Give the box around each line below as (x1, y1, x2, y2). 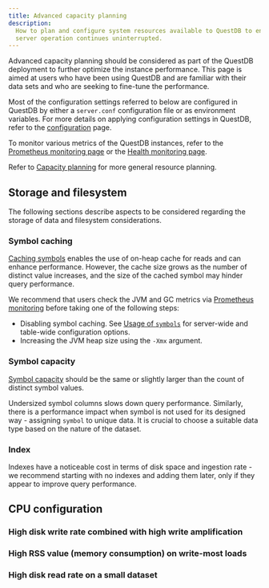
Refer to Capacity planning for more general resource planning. (8, 162, 218, 172)
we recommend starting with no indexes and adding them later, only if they (8, 470, 255, 480)
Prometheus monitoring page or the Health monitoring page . (8, 147, 208, 156)
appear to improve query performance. (8, 479, 138, 489)
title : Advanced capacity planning (8, 11, 127, 20)
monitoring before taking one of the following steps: (8, 303, 180, 313)
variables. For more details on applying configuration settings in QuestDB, (8, 114, 252, 124)
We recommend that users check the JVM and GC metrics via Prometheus (8, 294, 255, 305)
